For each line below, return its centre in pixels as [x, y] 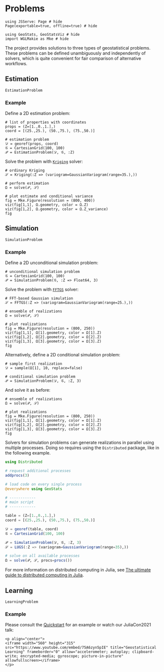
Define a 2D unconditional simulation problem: [52, 263]
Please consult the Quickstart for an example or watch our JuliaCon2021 [78, 625]
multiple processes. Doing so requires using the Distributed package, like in [82, 448]
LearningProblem [22, 602]
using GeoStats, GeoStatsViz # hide [42, 34]
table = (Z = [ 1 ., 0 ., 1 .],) [30, 516]
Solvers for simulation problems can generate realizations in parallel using [80, 443]
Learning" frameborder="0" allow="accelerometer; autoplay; [68, 652]
